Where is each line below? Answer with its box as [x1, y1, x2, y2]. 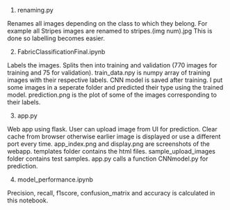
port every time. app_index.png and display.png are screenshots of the [7, 140, 210, 148]
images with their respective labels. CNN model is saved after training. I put [7, 76, 223, 84]
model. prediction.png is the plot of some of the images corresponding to [7, 90, 217, 99]
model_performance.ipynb [17, 175, 94, 184]
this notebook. [7, 196, 49, 204]
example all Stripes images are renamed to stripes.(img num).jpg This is [7, 27, 213, 35]
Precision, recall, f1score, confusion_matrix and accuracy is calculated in [7, 189, 215, 197]
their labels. [7, 98, 41, 106]
